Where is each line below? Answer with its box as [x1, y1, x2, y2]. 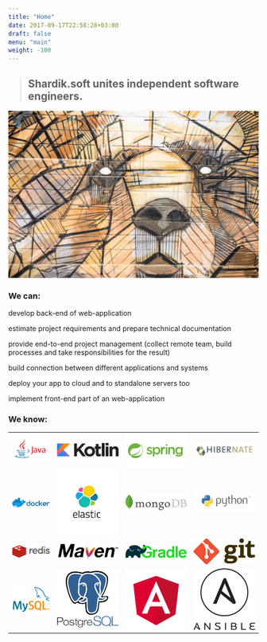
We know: [8, 414, 48, 425]
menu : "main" [8, 38, 52, 46]
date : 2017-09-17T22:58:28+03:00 [8, 21, 119, 29]
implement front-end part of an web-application [8, 394, 165, 403]
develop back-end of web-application [8, 308, 132, 317]
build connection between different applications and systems [8, 363, 208, 372]
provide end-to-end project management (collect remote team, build [8, 339, 232, 348]
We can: [8, 290, 41, 302]
